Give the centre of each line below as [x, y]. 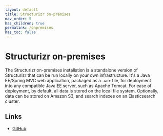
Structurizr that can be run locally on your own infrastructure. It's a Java [78, 75]
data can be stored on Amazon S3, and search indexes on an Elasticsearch [80, 96]
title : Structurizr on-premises [38, 14]
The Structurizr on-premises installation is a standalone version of [71, 70]
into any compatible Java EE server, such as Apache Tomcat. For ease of [78, 86]
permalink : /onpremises [29, 28]
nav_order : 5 [18, 19]
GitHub [19, 128]
